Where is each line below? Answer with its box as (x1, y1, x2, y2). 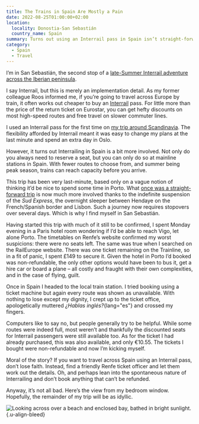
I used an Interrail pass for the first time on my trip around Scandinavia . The (6, 123, 191, 130)
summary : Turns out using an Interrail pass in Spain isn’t (6, 36, 158, 42)
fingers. (6, 308, 25, 315)
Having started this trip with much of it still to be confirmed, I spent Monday (6, 221, 191, 228)
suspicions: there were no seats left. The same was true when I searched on (6, 240, 192, 247)
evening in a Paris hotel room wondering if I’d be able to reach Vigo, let (6, 227, 179, 234)
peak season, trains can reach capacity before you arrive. (6, 167, 147, 174)
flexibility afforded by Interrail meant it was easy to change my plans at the (6, 130, 188, 137)
